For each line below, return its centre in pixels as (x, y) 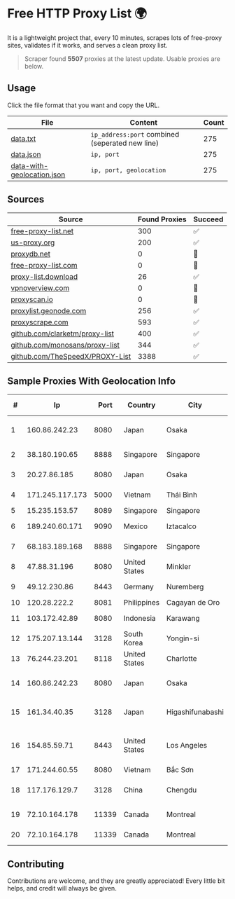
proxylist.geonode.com (49, 310)
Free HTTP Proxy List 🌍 (77, 14)
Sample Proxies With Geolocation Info (92, 381)
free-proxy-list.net (42, 231)
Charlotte (182, 659)
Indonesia (140, 619)
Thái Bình (182, 495)
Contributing (36, 864)
